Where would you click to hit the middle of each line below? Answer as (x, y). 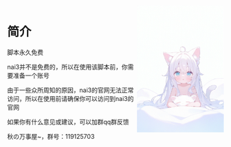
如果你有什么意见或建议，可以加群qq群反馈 (68, 122)
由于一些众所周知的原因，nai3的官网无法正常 (70, 90)
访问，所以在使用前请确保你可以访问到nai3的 (70, 98)
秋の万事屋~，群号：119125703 (51, 136)
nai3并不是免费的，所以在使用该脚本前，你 (68, 67)
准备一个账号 (31, 75)
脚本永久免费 (25, 52)
